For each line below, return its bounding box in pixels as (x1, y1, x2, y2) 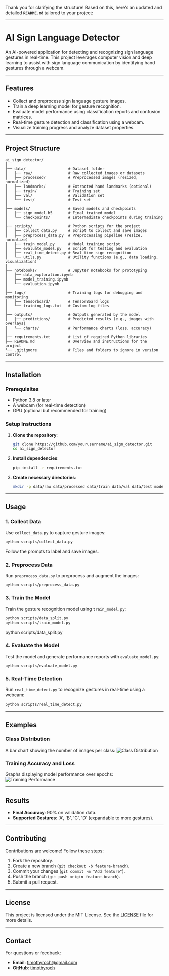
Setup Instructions (5, 421, 52, 428)
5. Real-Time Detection (5, 675, 62, 682)
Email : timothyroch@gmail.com (12, 960, 78, 966)
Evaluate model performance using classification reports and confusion (12, 108, 161, 114)
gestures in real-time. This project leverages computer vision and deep (5, 54, 152, 60)
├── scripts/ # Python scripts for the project (5, 223, 141, 229)
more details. (5, 917, 33, 923)
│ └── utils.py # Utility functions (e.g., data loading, (5, 255, 158, 260)
